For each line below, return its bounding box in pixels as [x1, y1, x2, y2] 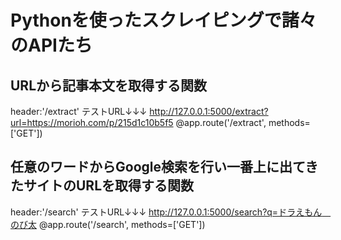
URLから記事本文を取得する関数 [10, 77, 208, 94]
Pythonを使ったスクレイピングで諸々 [10, 9, 317, 32]
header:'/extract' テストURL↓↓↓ [10, 106, 148, 117]
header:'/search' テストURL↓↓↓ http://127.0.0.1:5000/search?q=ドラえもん [10, 206, 323, 218]
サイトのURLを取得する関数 [23, 177, 195, 195]
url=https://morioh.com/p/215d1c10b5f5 [10, 117, 174, 128]
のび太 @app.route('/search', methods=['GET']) [10, 218, 206, 230]
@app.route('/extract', [175, 117, 267, 128]
